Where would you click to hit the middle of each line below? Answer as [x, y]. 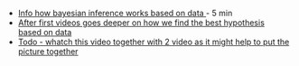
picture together [48, 52]
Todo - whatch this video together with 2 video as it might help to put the [154, 42]
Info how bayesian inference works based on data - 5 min [125, 13]
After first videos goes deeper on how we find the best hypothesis [141, 23]
